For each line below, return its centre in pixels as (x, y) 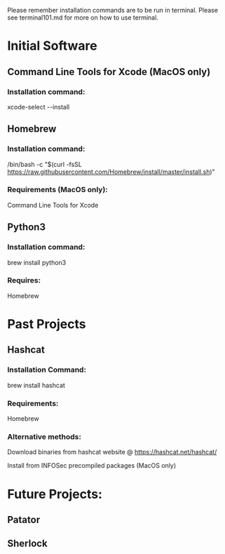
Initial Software (52, 46)
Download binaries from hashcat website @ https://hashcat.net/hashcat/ (112, 452)
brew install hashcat (36, 385)
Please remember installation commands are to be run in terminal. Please (113, 10)
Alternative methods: (45, 436)
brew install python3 (37, 262)
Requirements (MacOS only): (58, 190)
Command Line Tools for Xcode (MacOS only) (109, 72)
